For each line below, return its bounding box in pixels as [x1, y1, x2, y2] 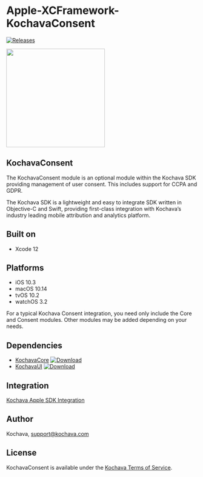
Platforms [6, 262, 44, 273]
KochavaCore [15, 356, 50, 364]
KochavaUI [15, 363, 42, 370]
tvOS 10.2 [15, 292, 39, 299]
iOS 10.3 [15, 279, 36, 286]
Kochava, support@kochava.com [6, 430, 89, 437]
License [6, 448, 37, 458]
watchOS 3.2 [15, 298, 48, 305]
